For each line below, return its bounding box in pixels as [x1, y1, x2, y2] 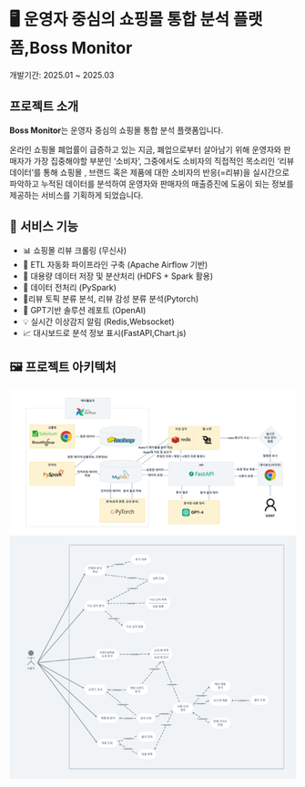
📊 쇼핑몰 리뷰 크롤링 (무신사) [22, 244, 127, 256]
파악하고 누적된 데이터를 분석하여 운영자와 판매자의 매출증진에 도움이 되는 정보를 [9, 178, 294, 189]
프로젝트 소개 [9, 98, 79, 115]
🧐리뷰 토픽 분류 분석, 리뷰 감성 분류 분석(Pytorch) [22, 293, 199, 304]
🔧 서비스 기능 [9, 219, 79, 234]
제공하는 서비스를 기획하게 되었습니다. [9, 189, 144, 200]
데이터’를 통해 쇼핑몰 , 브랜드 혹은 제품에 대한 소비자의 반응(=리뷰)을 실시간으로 [9, 167, 290, 178]
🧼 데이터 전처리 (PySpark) [22, 281, 117, 292]
